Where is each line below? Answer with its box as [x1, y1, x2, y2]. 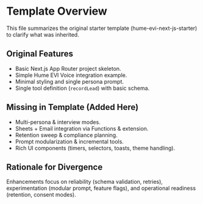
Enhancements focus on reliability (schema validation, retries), [6, 178, 163, 186]
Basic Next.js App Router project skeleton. [15, 65, 121, 72]
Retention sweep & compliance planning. [15, 131, 118, 139]
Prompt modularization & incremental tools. [15, 137, 124, 145]
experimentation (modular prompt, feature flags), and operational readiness [6, 184, 196, 192]
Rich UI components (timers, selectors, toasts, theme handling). [15, 144, 176, 151]
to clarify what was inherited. [6, 31, 79, 38]
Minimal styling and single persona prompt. [15, 78, 124, 85]
